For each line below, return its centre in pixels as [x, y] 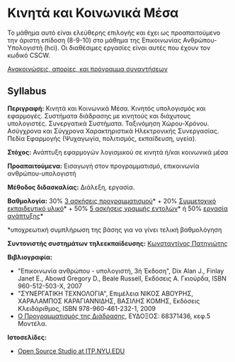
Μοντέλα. [32, 323]
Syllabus [27, 91]
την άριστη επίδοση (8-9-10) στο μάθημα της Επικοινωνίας [94, 40]
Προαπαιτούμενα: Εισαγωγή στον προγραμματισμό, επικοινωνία [103, 166]
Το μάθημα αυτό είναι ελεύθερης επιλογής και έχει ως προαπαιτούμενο [114, 33]
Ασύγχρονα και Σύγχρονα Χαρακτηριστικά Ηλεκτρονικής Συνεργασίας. [113, 131]
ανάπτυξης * [25, 216]
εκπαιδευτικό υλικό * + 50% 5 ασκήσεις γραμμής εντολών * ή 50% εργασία [117, 208]
